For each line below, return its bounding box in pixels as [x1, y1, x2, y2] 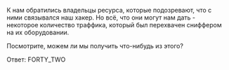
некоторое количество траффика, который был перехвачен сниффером [6, 21, 222, 29]
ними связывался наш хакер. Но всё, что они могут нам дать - [6, 13, 196, 22]
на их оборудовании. [6, 28, 70, 36]
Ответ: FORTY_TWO [6, 55, 66, 64]
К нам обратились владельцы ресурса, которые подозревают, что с [6, 6, 212, 14]
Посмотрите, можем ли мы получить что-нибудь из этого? [6, 42, 184, 50]
